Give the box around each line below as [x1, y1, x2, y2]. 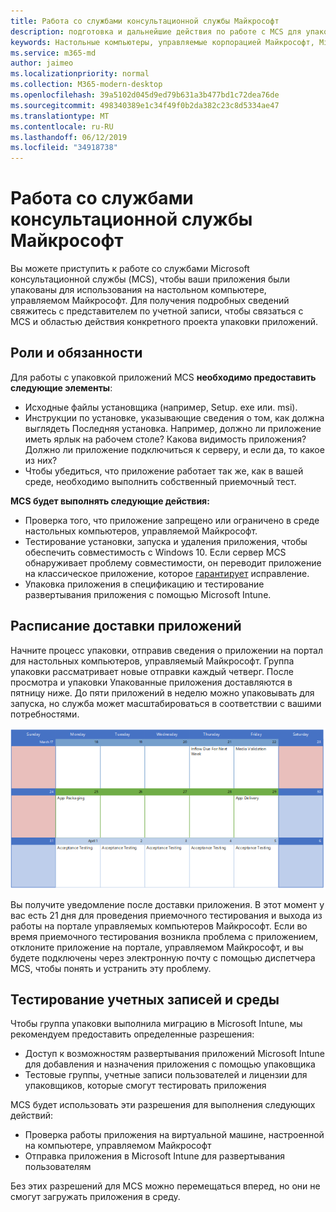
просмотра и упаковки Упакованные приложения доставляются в [10, 676, 293, 688]
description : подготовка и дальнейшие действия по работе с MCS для [10, 26, 302, 37]
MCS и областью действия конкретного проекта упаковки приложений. [10, 316, 319, 328]
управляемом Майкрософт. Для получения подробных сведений [10, 295, 290, 307]
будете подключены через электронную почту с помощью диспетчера [10, 951, 316, 964]
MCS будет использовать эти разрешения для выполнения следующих [10, 1099, 316, 1111]
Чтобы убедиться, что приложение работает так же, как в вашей [24, 465, 304, 477]
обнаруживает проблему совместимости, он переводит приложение [24, 556, 322, 569]
